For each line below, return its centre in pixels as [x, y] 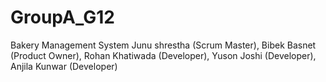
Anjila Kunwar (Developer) [64, 66]
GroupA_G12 [62, 17]
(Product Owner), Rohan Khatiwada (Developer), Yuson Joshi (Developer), [163, 55]
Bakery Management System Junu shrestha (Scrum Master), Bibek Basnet [163, 45]
